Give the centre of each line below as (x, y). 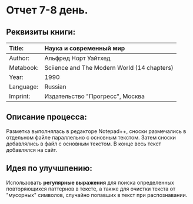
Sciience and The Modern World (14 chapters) (109, 68)
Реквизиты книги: (41, 32)
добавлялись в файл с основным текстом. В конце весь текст (84, 144)
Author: (19, 58)
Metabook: (24, 68)
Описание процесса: (46, 117)
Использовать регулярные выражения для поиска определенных (90, 182)
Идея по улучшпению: (49, 169)
